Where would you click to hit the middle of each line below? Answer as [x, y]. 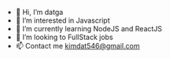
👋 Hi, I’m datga [39, 12]
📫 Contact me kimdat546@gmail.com [78, 46]
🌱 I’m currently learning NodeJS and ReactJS [89, 29]
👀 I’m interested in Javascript [63, 20]
